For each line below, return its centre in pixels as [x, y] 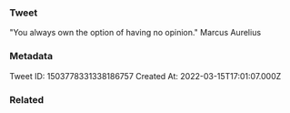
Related [27, 99]
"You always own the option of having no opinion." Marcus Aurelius [135, 33]
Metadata [31, 56]
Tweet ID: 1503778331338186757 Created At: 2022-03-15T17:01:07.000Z [145, 76]
